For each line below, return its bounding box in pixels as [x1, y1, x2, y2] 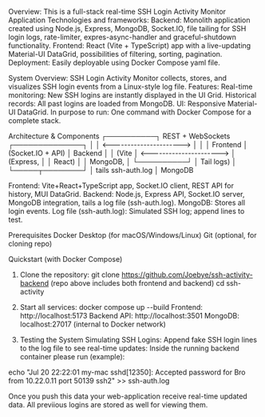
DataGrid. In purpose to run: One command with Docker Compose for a [17, 107, 251, 117]
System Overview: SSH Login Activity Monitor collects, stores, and [8, 74, 227, 82]
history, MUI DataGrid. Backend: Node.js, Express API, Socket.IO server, [8, 190, 245, 198]
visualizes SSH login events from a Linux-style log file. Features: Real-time [8, 82, 253, 91]
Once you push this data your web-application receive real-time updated [8, 391, 247, 401]
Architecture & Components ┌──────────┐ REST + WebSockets [8, 131, 231, 141]
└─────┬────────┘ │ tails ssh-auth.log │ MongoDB [8, 166, 194, 174]
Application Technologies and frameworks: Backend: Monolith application [8, 15, 251, 25]
